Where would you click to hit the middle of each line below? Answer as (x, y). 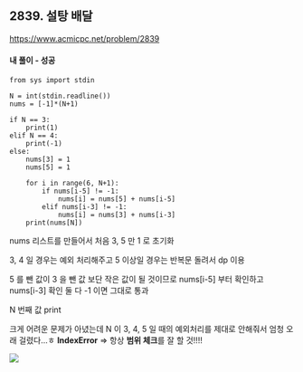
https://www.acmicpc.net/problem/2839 (85, 38)
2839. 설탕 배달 (51, 16)
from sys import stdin (52, 81)
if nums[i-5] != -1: (80, 191)
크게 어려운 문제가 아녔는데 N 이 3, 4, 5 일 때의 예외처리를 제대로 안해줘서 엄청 (147, 329)
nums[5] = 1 (48, 167)
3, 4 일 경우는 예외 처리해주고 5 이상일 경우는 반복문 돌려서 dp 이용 (128, 260)
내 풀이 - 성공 (33, 61)
